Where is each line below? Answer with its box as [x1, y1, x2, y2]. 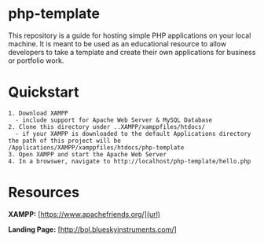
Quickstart [8, 83, 80, 101]
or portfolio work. [8, 56, 64, 65]
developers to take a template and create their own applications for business [8, 47, 256, 57]
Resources [8, 184, 80, 201]
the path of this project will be [8, 137, 122, 145]
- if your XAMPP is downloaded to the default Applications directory [15, 130, 251, 137]
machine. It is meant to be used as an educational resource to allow [8, 38, 226, 48]
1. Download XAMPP [8, 109, 68, 117]
